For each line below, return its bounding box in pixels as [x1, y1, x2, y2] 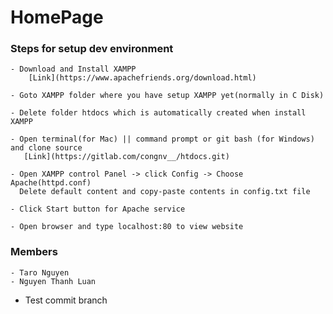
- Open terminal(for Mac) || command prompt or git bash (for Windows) [10, 134, 315, 145]
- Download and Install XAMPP [10, 64, 137, 75]
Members [10, 245, 58, 259]
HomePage [10, 6, 104, 29]
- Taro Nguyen [10, 267, 70, 278]
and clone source [10, 143, 83, 153]
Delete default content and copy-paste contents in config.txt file [19, 187, 311, 197]
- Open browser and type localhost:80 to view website [10, 222, 244, 232]
